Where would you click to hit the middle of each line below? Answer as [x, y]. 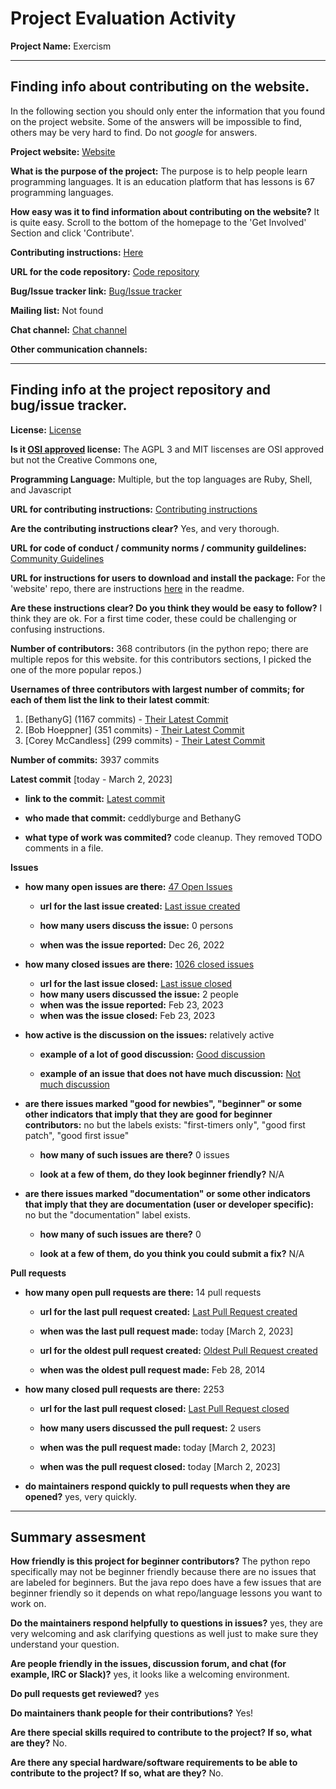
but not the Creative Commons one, [84, 459]
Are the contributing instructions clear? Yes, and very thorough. [145, 528]
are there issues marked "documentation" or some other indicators [167, 1193]
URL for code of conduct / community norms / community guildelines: [158, 548]
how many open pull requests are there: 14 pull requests [143, 1292]
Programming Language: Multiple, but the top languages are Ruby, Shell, [161, 479]
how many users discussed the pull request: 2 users [150, 1428]
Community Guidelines [57, 558]
